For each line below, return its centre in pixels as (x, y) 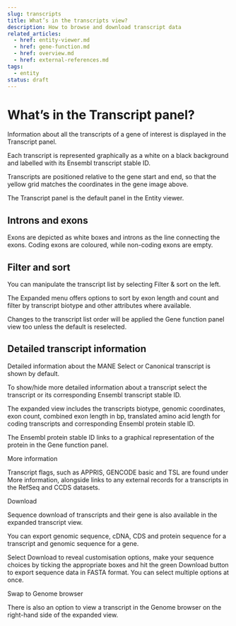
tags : (15, 67)
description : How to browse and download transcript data (94, 27)
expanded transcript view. (45, 522)
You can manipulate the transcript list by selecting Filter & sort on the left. (114, 284)
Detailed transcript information (77, 349)
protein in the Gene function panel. (58, 445)
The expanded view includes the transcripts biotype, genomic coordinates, (117, 409)
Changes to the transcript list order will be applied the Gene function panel (116, 319)
